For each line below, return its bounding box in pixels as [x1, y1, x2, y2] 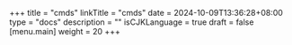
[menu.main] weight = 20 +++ [9, 26, 121, 36]
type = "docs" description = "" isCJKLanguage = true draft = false [9, 17, 254, 27]
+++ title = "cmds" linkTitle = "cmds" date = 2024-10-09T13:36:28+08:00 [9, 8, 283, 18]
